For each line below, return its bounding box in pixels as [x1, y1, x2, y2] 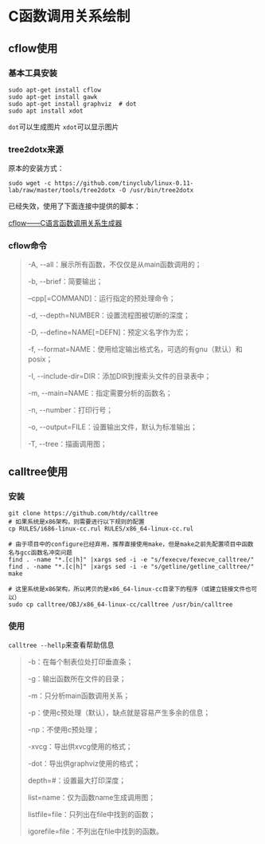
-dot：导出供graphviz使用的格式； [27, 759, 141, 768]
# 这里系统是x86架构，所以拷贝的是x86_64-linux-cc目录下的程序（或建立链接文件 [8, 586, 246, 594]
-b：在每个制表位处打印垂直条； [27, 657, 134, 667]
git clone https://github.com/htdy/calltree [8, 510, 158, 518]
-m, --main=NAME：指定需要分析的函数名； [27, 388, 173, 398]
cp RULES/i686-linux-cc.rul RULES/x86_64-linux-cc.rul [8, 525, 194, 533]
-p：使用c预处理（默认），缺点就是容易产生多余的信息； [27, 708, 211, 718]
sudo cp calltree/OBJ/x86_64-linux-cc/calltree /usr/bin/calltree [8, 601, 233, 609]
